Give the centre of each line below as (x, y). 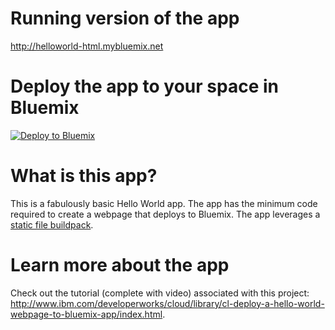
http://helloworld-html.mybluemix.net (87, 46)
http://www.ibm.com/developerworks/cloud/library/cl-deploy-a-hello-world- (167, 303)
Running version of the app (125, 18)
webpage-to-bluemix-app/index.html (86, 314)
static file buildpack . (52, 224)
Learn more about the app (120, 265)
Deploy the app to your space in (144, 86)
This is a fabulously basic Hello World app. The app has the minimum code (164, 203)
